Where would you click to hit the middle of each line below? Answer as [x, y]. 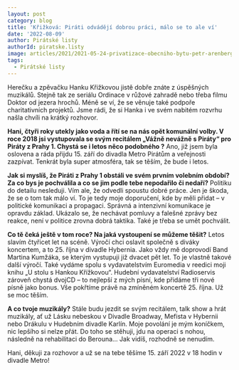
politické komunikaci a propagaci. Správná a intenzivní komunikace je [109, 205]
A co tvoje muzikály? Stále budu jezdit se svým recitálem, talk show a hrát [117, 308]
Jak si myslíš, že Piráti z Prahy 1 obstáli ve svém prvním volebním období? [118, 175]
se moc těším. [28, 295]
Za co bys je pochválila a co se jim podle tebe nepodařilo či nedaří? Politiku [119, 183]
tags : [15, 60]
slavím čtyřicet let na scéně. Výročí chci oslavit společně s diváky [103, 242]
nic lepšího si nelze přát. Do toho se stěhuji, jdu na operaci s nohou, [107, 331]
